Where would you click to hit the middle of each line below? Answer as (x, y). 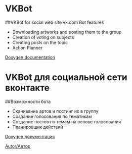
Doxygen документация (30, 136)
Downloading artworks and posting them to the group (67, 32)
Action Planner (27, 48)
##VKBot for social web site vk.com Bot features (55, 22)
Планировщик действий (38, 127)
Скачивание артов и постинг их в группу (55, 111)
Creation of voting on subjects (43, 37)
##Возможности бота (28, 102)
